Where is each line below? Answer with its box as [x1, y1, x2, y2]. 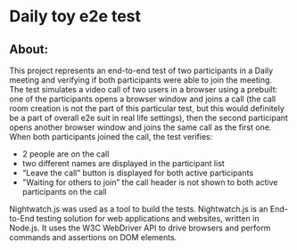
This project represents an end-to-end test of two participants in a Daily [9, 65, 274, 76]
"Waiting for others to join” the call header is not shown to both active [21, 177, 278, 188]
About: [9, 42, 49, 57]
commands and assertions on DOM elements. [9, 232, 177, 242]
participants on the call [21, 187, 107, 197]
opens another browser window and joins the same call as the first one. [9, 122, 272, 133]
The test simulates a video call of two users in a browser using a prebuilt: [9, 85, 278, 94]
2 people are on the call [21, 149, 110, 159]
